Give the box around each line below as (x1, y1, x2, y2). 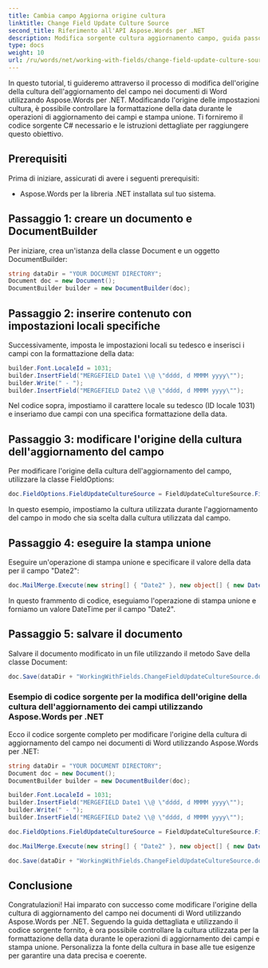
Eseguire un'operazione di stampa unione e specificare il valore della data (8, 557, 251, 567)
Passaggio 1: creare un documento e (8, 212, 193, 226)
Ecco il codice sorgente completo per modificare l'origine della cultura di (8, 729, 247, 739)
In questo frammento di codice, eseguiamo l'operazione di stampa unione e (8, 596, 257, 605)
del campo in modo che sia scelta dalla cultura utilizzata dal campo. (8, 513, 231, 523)
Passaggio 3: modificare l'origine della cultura (8, 432, 242, 446)
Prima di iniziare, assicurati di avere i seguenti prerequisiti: (8, 173, 199, 183)
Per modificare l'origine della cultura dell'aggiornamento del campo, (8, 466, 232, 476)
